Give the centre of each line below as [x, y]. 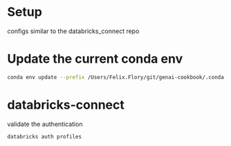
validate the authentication [45, 124]
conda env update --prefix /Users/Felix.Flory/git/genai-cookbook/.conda [116, 77]
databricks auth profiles [44, 136]
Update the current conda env [95, 59]
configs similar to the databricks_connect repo [73, 31]
